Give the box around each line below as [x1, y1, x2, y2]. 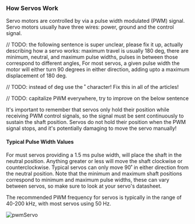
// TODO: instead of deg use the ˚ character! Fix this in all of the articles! [6, 84, 179, 91]
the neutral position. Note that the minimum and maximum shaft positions [6, 170, 182, 177]
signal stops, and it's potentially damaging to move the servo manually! [6, 125, 177, 132]
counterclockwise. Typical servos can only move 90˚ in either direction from [6, 164, 189, 171]
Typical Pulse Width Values [6, 138, 74, 145]
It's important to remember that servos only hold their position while [6, 106, 169, 113]
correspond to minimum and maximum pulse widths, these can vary [6, 176, 169, 183]
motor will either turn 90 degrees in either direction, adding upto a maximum [6, 66, 190, 73]
